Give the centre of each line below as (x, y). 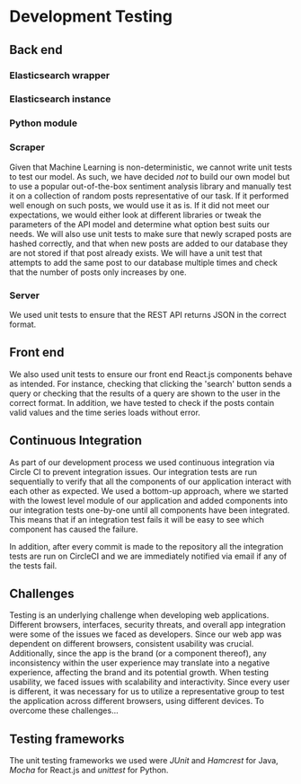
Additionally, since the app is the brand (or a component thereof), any (138, 654)
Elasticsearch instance (60, 99)
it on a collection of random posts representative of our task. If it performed (149, 196)
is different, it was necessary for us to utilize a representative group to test (147, 692)
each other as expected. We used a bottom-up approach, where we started (149, 490)
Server (25, 295)
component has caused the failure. (74, 529)
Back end (36, 50)
